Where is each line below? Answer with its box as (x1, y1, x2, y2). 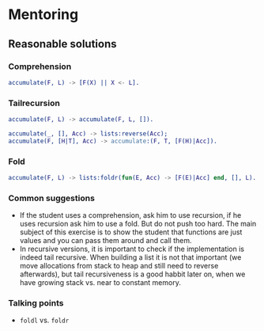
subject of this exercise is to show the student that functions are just (19, 227, 243, 237)
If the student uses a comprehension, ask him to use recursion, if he (19, 211, 242, 220)
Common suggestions (8, 192, 95, 204)
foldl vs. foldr (19, 315, 70, 325)
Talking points (8, 298, 64, 309)
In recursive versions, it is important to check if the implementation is (19, 244, 245, 254)
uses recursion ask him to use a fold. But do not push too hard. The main (19, 219, 257, 229)
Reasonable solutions (8, 37, 117, 51)
